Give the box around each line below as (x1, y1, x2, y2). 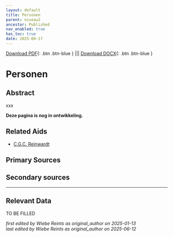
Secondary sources (6, 173, 70, 182)
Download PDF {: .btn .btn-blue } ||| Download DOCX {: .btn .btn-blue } (6, 50, 153, 57)
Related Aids (6, 127, 48, 136)
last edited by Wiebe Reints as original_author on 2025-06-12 (6, 226, 137, 232)
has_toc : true (6, 31, 36, 37)
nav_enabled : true (6, 27, 45, 32)
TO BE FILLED (6, 210, 35, 216)
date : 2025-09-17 (6, 37, 43, 42)
